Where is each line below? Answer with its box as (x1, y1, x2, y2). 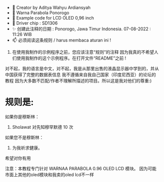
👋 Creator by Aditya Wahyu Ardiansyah (12, 5, 91, 10)
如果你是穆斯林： (5, 114, 40, 120)
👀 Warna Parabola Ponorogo (12, 10, 69, 16)
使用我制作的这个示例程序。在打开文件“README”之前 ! (16, 55, 126, 61)
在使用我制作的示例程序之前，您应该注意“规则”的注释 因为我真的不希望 (12, 49, 155, 55)
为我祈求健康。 (12, 144, 42, 151)
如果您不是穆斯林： (5, 134, 44, 140)
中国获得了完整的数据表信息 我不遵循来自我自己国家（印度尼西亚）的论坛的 (5, 72, 156, 78)
